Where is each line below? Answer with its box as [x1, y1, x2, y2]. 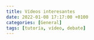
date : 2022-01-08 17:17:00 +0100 [6, 14, 89, 20]
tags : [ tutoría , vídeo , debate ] [6, 25, 86, 31]
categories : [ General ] [6, 19, 62, 25]
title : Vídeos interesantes [6, 8, 76, 15]
